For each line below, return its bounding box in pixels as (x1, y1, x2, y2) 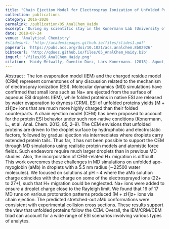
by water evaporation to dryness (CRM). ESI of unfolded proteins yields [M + (5, 100, 165, 106)
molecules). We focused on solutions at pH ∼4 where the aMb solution (5, 170, 153, 176)
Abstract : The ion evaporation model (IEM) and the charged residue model (5, 73, 161, 79)
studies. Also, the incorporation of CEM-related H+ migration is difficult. (5, 154, 155, 160)
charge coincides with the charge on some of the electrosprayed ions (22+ (5, 175, 161, 181)
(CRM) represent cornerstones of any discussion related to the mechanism (5, 78, 161, 84)
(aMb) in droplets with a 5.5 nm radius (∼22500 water (28, 164, 141, 170)
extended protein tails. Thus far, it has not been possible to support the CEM (5, 138, 164, 144)
